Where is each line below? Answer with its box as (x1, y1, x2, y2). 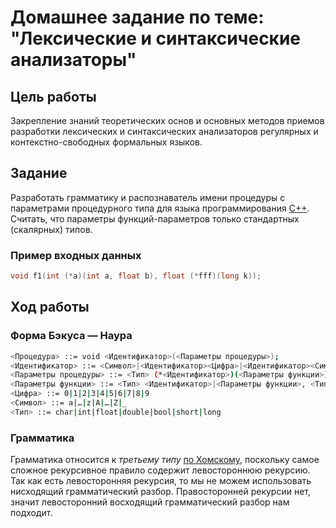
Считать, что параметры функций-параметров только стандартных (10, 212, 300, 225)
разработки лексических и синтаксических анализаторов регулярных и (10, 126, 319, 137)
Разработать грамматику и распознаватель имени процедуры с (10, 191, 286, 203)
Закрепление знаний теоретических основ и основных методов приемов (10, 115, 325, 126)
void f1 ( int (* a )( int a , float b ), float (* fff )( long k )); (10, 271, 262, 281)
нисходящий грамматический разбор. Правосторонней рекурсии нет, (10, 486, 311, 498)
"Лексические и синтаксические (10, 27, 302, 50)
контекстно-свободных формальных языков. (10, 136, 203, 148)
